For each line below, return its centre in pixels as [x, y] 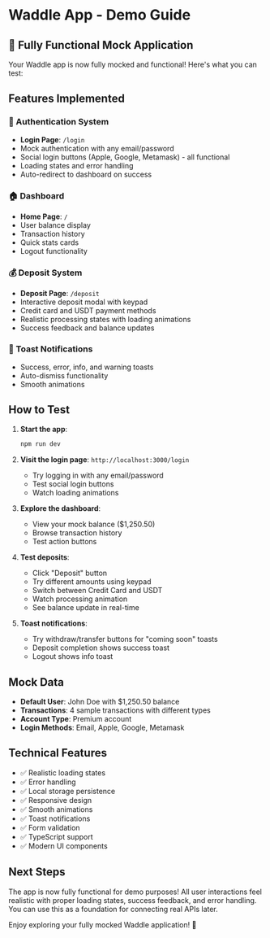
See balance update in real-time [86, 608]
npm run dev [40, 444]
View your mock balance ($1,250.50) [94, 524]
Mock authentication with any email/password [97, 148]
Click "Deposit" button [70, 573]
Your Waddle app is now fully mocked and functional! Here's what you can [133, 64]
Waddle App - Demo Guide [100, 15]
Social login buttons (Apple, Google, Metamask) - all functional [125, 157]
